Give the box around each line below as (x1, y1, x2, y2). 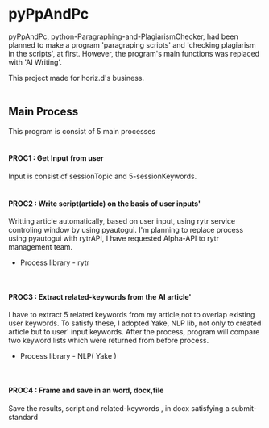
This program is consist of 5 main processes (8, 126, 156, 136)
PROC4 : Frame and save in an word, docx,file (8, 385, 164, 395)
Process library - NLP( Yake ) (19, 351, 117, 361)
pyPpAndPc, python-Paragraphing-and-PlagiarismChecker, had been (8, 31, 239, 41)
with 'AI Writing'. (8, 57, 63, 67)
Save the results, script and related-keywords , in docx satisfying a (8, 403, 230, 413)
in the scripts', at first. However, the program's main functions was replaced (8, 48, 260, 58)
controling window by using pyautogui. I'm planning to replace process (8, 225, 244, 235)
